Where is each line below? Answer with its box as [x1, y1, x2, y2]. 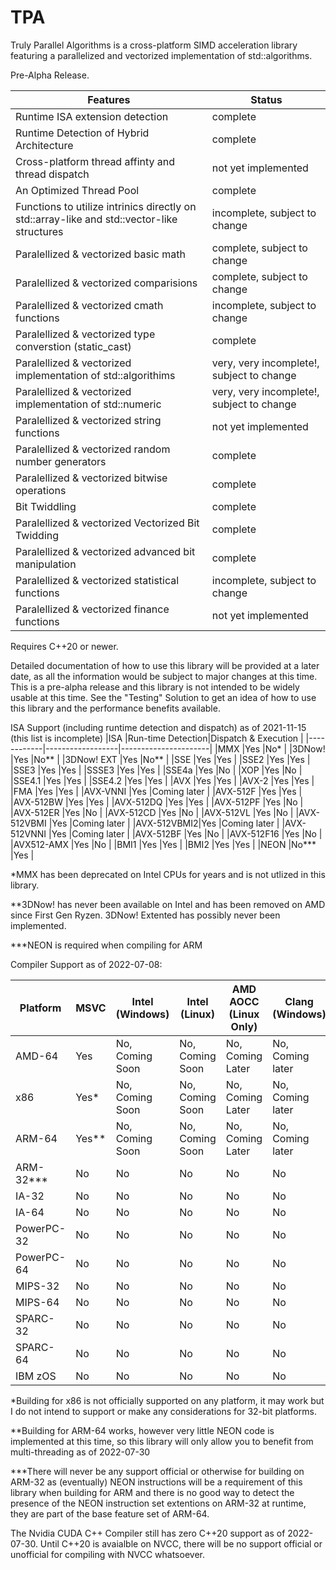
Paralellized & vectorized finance [15, 602, 170, 616]
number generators [15, 454, 107, 468]
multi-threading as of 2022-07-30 [10, 1446, 151, 1458]
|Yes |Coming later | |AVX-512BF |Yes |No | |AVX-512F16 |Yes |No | [48, 827, 323, 840]
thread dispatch [15, 167, 90, 181]
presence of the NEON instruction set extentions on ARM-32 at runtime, [10, 1497, 307, 1509]
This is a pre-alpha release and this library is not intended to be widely [10, 681, 300, 693]
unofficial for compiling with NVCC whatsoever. [10, 1548, 205, 1560]
